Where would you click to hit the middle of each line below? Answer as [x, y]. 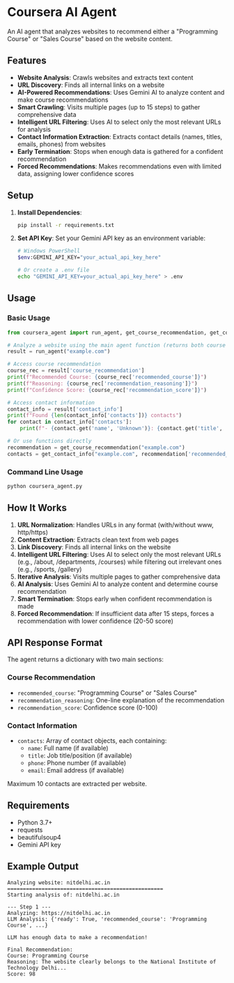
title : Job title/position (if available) [80, 755]
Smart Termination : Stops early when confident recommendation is [115, 599]
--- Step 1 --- [29, 907]
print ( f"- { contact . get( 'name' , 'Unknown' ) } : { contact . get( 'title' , [121, 429]
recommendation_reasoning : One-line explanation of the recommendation [121, 700]
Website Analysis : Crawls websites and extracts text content [105, 77]
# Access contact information [51, 402]
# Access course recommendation [54, 364]
